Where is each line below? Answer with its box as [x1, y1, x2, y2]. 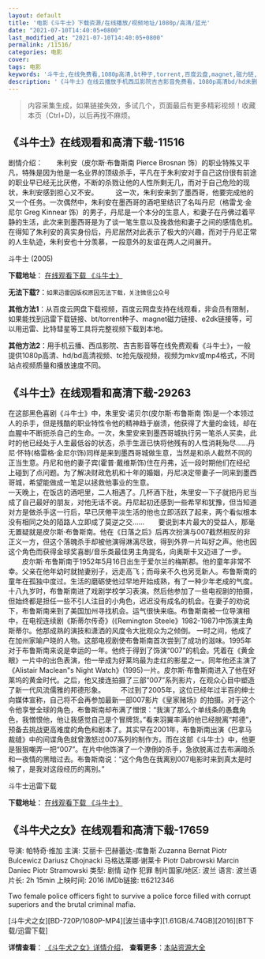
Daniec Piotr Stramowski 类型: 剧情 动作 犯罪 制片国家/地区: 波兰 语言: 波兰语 [8, 865, 257, 874]
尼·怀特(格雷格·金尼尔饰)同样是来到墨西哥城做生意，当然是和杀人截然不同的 [8, 448, 252, 458]
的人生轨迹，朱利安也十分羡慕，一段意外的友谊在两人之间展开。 [8, 237, 215, 247]
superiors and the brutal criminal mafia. [8, 899, 136, 909]
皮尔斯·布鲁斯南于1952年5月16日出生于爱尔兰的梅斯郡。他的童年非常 [21, 557, 244, 566]
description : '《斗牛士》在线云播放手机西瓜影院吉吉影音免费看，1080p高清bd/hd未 [8, 77, 252, 85]
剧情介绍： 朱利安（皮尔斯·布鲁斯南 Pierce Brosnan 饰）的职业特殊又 [8, 158, 243, 168]
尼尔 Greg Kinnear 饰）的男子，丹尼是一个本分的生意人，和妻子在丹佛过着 [8, 207, 249, 217]
